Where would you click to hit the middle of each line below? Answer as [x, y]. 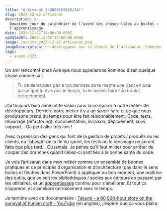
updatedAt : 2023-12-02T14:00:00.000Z [44, 38]
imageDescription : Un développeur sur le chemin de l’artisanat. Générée [83, 47]
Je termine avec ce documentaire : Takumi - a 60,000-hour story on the [79, 198]
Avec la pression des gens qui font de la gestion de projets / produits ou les [82, 136]
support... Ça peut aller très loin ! [39, 127]
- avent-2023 [23, 56]
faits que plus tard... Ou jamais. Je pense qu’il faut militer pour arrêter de [80, 147]
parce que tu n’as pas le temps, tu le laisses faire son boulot [79, 91]
